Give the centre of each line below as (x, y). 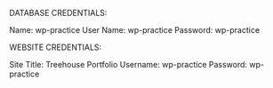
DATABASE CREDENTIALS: (58, 13)
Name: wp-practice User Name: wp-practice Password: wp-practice (135, 30)
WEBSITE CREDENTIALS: (56, 47)
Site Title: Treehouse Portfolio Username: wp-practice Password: (128, 64)
